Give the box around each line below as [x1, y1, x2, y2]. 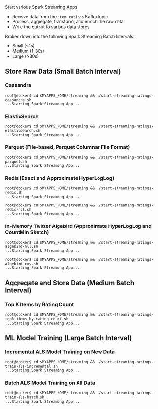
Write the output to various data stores [12, 24, 90, 30]
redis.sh [5, 190, 23, 195]
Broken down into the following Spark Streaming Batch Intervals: [5, 34, 135, 39]
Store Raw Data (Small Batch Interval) [5, 67, 121, 76]
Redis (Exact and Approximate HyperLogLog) [5, 175, 115, 182]
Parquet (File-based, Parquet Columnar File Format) [5, 143, 130, 150]
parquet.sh [5, 159, 27, 164]
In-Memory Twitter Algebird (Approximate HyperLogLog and [5, 223, 152, 229]
